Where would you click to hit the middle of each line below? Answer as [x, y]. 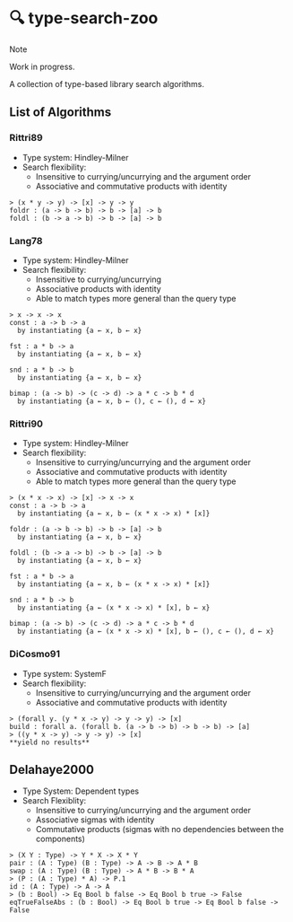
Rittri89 [26, 138]
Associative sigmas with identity [95, 820]
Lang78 [26, 241]
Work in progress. [42, 66]
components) [60, 839]
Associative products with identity [98, 288]
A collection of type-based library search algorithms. [107, 83]
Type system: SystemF [65, 673]
